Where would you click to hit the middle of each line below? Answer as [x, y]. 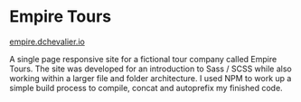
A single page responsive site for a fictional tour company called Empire [143, 59]
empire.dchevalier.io [47, 42]
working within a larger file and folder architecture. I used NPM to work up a [150, 78]
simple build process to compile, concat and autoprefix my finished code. [146, 88]
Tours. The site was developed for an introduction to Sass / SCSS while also [150, 69]
